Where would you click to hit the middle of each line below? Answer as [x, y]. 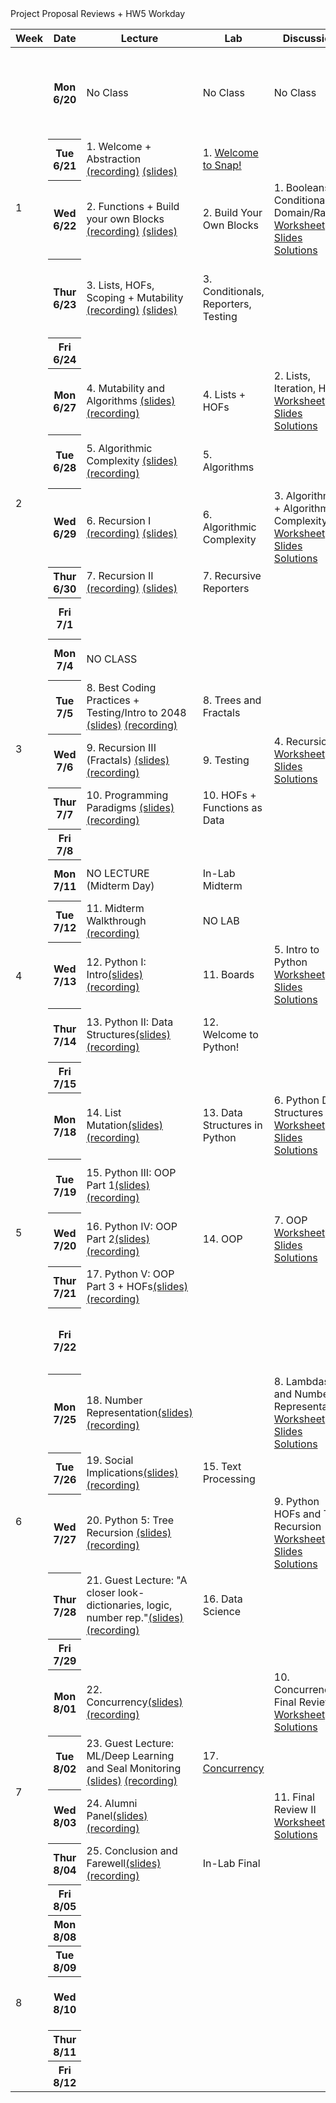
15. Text [222, 1466]
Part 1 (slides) [118, 1185]
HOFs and [297, 1514]
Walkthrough [116, 920]
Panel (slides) [117, 1815]
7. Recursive [232, 575]
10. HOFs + [229, 795]
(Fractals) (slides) [128, 760]
